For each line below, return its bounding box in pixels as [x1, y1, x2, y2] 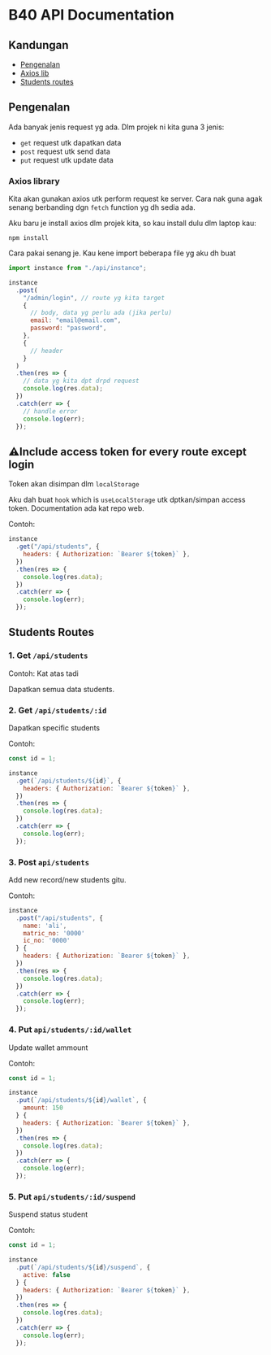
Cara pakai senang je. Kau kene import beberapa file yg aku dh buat [8, 248, 236, 258]
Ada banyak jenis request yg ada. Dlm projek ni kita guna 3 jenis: [8, 122, 225, 132]
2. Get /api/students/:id [8, 704, 107, 716]
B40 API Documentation [8, 6, 174, 24]
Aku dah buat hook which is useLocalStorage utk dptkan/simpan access [8, 495, 246, 505]
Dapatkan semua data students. [8, 684, 115, 694]
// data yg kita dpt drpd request [23, 377, 140, 386]
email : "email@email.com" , [29, 316, 122, 325]
